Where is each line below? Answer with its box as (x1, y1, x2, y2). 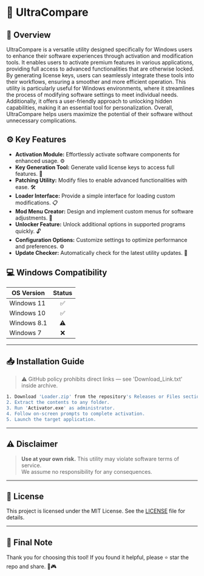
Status (53, 288, 73, 297)
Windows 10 (9, 308, 46, 317)
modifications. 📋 (15, 199, 58, 206)
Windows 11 (9, 299, 46, 307)
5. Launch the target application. (6, 416, 97, 422)
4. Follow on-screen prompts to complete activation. (6, 411, 146, 417)
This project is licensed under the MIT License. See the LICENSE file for (6, 507, 186, 515)
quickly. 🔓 (15, 227, 41, 235)
